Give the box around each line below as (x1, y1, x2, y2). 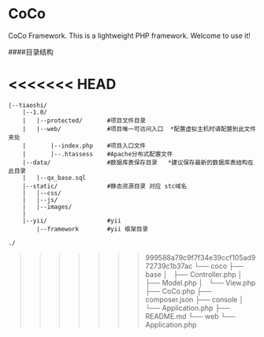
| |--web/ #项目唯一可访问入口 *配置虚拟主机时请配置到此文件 (22, 125, 256, 133)
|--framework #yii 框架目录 (36, 225, 148, 233)
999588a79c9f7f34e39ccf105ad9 (145, 253, 256, 262)
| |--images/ (22, 203, 73, 211)
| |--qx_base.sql (22, 174, 87, 182)
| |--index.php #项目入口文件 (22, 141, 146, 150)
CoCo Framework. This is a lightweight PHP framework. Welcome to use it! (8, 31, 251, 40)
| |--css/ (22, 189, 61, 197)
